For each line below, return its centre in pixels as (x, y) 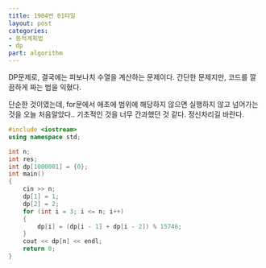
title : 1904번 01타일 (42, 16)
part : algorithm (35, 53)
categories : (28, 31)
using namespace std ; (45, 137)
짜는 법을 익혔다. (56, 87)
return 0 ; (39, 249)
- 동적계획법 (26, 38)
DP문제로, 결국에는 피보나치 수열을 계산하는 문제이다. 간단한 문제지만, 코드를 (128, 77)
